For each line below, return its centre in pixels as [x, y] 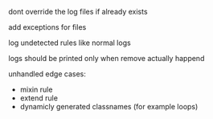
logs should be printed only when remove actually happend [106, 58]
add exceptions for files [47, 27]
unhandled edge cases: [47, 74]
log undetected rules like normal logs [70, 43]
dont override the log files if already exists [78, 12]
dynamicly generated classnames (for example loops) [109, 107]
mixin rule [36, 89]
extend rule [39, 98]
